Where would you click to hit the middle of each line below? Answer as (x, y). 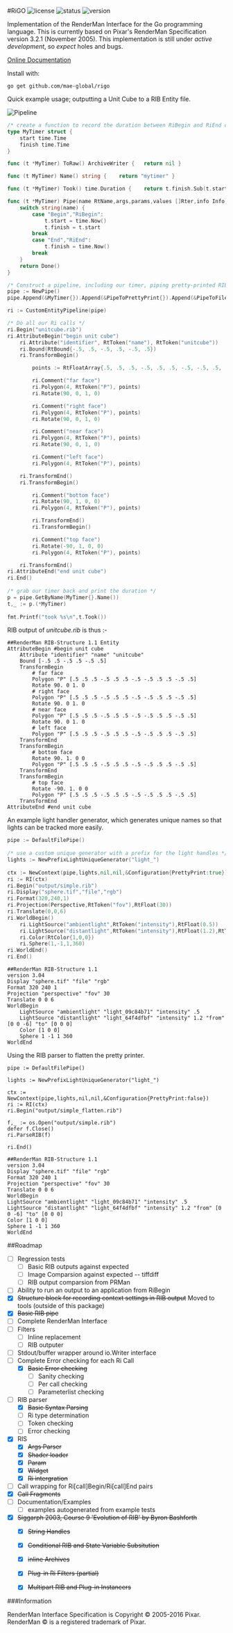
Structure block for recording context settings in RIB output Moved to (116, 1298)
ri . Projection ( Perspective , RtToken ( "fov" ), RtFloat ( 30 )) (89, 905)
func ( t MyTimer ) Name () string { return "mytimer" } (91, 176)
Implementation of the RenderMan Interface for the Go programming (105, 24)
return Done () (40, 266)
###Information (29, 1601)
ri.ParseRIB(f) (29, 1135)
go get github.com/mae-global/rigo (59, 86)
